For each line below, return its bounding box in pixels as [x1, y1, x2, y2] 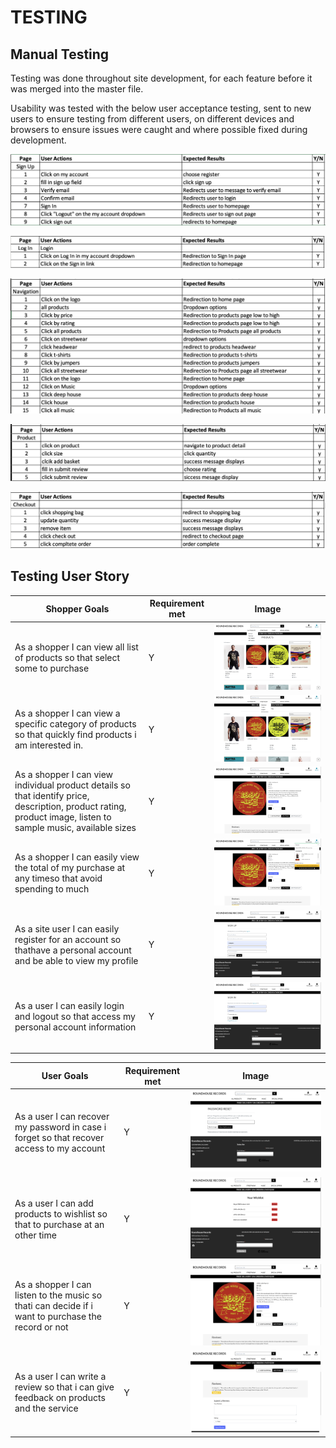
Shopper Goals [45, 602, 110, 615]
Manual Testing [10, 46, 110, 63]
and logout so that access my [14, 1011, 136, 1023]
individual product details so [14, 779, 131, 791]
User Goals [41, 1070, 89, 1082]
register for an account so [14, 933, 122, 945]
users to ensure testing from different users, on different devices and [10, 113, 295, 125]
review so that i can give [14, 1381, 115, 1393]
